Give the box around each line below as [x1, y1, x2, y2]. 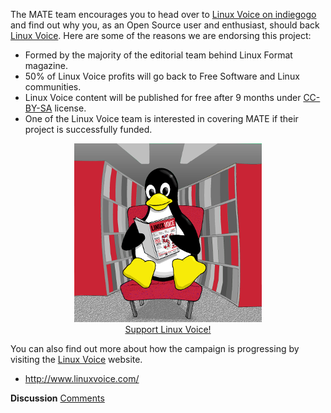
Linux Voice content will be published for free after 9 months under [24, 92, 302, 103]
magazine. [24, 60, 68, 71]
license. [54, 102, 87, 114]
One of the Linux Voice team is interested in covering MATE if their [24, 113, 299, 124]
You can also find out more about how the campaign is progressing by [10, 343, 300, 354]
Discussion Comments [10, 392, 105, 404]
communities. [24, 81, 82, 93]
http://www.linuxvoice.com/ [24, 373, 140, 384]
